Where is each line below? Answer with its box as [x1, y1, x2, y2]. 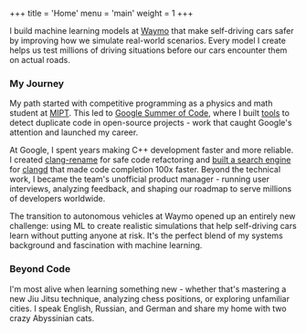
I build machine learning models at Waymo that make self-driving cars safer [9, 26, 294, 36]
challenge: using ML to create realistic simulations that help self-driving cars [9, 221, 297, 232]
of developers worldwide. [9, 193, 106, 204]
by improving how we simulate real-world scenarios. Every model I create [9, 36, 286, 46]
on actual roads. [9, 55, 70, 65]
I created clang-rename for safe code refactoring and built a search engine [9, 154, 291, 165]
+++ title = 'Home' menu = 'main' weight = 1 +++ [9, 8, 194, 18]
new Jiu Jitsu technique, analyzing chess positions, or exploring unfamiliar [9, 293, 290, 304]
